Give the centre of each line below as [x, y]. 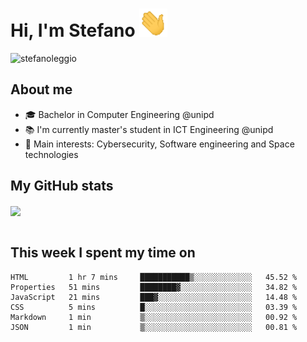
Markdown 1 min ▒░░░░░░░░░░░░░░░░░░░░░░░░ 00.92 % [154, 317]
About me [41, 89]
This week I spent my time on [103, 253]
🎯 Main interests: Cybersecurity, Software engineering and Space [159, 144]
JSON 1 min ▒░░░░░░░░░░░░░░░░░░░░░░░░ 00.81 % [154, 327]
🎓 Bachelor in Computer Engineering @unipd [119, 114]
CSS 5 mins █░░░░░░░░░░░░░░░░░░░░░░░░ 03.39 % [154, 307]
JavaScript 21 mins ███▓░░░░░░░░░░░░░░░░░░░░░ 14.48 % [154, 297]
